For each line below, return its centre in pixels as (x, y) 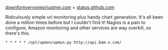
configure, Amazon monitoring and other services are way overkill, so (78, 28)
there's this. (18, 33)
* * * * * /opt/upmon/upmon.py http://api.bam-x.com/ (64, 42)
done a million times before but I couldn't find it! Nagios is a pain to (75, 22)
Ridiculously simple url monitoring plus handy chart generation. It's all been (84, 17)
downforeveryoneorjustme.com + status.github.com (60, 7)
